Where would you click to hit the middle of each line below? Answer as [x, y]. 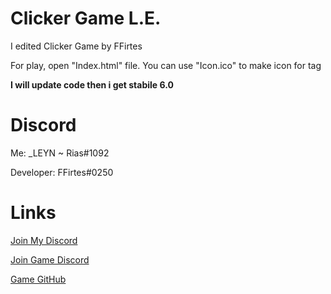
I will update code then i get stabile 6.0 [92, 84]
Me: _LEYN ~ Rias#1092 [60, 153]
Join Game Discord [50, 259]
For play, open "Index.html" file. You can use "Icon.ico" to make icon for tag [166, 65]
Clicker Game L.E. [86, 18]
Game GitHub [38, 279]
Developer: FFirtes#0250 [62, 172]
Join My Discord [44, 240]
